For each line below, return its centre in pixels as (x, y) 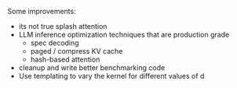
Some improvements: (42, 11)
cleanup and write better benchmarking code (92, 68)
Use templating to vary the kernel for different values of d (111, 76)
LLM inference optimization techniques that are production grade (124, 35)
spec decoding (55, 43)
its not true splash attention (63, 26)
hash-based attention (65, 59)
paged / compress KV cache (77, 51)
